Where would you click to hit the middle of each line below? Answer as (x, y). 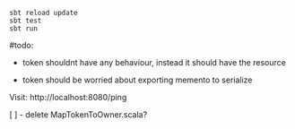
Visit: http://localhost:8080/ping (68, 97)
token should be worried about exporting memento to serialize (137, 80)
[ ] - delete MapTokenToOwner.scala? (78, 115)
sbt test (26, 21)
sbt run (24, 29)
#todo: (22, 45)
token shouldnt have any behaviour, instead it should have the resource (154, 62)
